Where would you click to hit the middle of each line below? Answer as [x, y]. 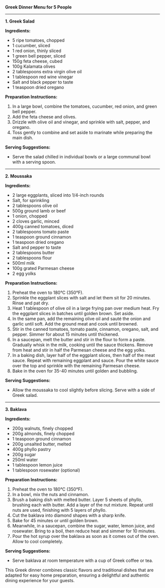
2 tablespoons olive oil [35, 206]
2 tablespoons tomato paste [41, 232]
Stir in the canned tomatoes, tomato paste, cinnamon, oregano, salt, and [85, 329]
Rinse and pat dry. [31, 303]
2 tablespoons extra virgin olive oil [47, 72]
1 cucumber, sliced [31, 45]
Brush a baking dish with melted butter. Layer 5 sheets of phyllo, [77, 500]
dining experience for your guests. [40, 580]
